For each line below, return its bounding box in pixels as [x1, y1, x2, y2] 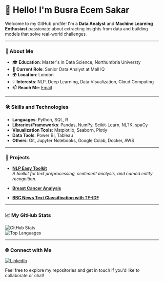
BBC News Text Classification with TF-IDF [12, 194, 99, 200]
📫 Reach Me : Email [12, 85, 52, 91]
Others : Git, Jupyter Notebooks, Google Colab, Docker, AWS [12, 137, 134, 143]
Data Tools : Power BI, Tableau [12, 132, 73, 138]
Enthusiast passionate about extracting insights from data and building [5, 25, 148, 31]
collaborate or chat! [5, 273, 45, 279]
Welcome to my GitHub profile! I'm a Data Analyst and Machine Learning [5, 21, 153, 26]
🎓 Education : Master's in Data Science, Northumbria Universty [12, 59, 141, 65]
